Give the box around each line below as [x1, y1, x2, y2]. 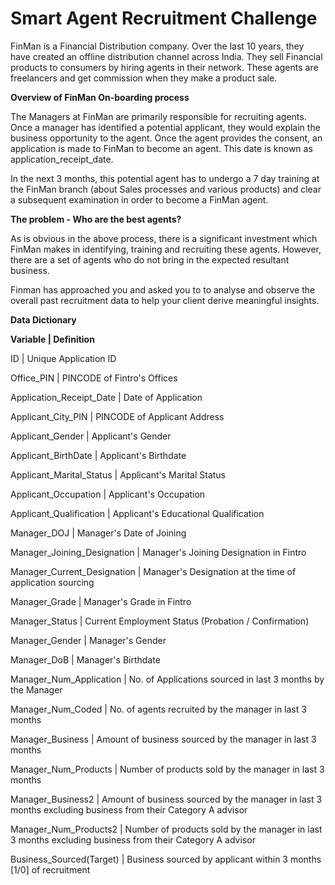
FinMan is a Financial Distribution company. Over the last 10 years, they [10, 40, 305, 52]
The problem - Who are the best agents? [10, 213, 182, 225]
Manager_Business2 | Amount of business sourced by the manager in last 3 [10, 793, 323, 805]
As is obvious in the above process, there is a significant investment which [10, 232, 318, 244]
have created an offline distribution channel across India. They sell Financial [10, 50, 323, 62]
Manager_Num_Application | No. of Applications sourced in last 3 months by [10, 673, 325, 685]
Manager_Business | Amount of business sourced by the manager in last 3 [10, 733, 317, 745]
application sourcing [10, 576, 95, 588]
